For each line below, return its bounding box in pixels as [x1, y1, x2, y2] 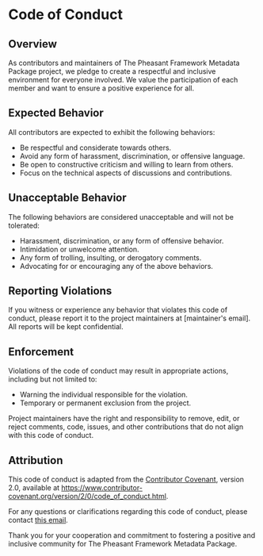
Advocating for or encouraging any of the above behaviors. [19, 261, 214, 270]
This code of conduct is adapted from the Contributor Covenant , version [8, 474, 244, 485]
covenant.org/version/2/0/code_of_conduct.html [8, 492, 166, 501]
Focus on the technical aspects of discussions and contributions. [19, 168, 232, 178]
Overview [8, 37, 58, 51]
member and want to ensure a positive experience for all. [8, 83, 195, 93]
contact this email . [8, 516, 69, 525]
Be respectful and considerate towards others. [19, 143, 172, 152]
